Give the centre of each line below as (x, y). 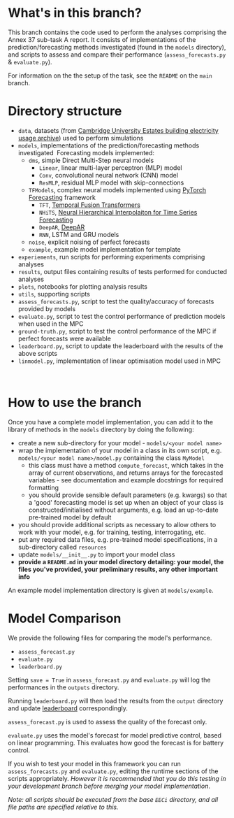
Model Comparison (65, 618)
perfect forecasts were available (64, 338)
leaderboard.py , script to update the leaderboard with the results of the (120, 346)
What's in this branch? (75, 13)
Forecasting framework (62, 197)
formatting (43, 487)
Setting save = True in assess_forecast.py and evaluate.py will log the (109, 680)
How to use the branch (75, 403)
